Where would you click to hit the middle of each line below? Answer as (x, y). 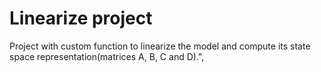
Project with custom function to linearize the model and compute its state (160, 46)
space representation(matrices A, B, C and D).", (107, 56)
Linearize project (81, 18)
